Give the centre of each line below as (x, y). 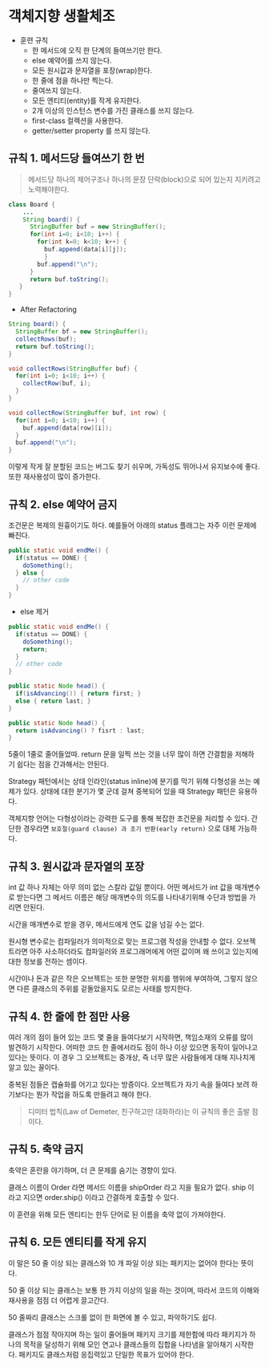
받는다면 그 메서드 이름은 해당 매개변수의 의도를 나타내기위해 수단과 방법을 (132, 897)
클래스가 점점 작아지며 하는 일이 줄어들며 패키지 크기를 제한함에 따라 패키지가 (128, 1334)
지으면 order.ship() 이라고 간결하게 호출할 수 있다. (100, 1197)
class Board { (32, 204)
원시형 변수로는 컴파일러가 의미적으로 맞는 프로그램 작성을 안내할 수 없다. (121, 941)
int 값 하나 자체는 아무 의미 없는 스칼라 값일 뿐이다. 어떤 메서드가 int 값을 (121, 888)
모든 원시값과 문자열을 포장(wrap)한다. (92, 70)
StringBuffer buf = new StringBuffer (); (98, 227)
